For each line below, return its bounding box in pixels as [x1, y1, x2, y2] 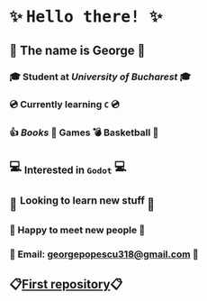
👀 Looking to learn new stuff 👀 [9, 194, 156, 213]
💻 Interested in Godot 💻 [9, 159, 127, 177]
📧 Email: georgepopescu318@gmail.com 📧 [9, 248, 200, 260]
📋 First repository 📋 [9, 277, 123, 292]
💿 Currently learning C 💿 [9, 98, 120, 111]
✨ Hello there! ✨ [9, 6, 163, 27]
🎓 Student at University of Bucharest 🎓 [9, 70, 192, 83]
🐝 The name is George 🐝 [9, 42, 146, 58]
